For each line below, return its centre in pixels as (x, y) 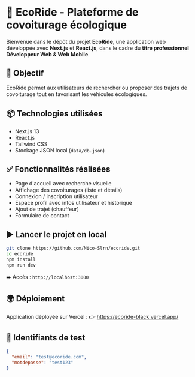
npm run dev (21, 265)
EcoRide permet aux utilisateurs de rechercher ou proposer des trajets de (97, 88)
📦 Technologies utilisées (54, 114)
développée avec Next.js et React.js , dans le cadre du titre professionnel (98, 48)
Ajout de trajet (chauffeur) (47, 209)
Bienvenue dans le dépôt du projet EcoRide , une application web (86, 41)
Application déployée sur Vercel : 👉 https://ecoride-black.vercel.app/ (92, 316)
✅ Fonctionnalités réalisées (58, 169)
